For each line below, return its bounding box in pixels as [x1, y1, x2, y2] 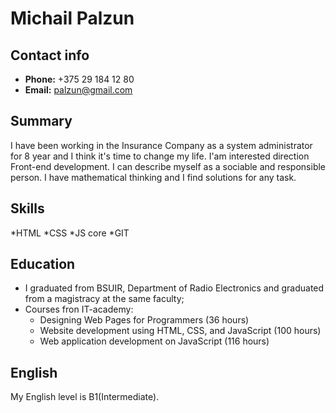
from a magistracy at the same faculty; [24, 293, 185, 305]
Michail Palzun [10, 7, 135, 30]
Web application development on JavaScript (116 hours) [39, 335, 270, 347]
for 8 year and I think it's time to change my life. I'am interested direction [10, 150, 310, 162]
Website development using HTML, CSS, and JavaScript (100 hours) [39, 325, 322, 337]
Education [10, 256, 76, 273]
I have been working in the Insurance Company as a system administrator [10, 139, 313, 151]
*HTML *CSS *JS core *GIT [10, 227, 130, 239]
